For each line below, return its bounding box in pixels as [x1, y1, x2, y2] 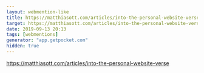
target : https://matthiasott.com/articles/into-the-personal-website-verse [6, 20, 202, 26]
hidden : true [6, 43, 39, 49]
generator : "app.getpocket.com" [6, 37, 88, 43]
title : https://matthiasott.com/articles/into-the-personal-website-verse [6, 15, 200, 21]
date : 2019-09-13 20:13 [6, 26, 67, 32]
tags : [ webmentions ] [6, 32, 59, 38]
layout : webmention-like [6, 9, 69, 15]
